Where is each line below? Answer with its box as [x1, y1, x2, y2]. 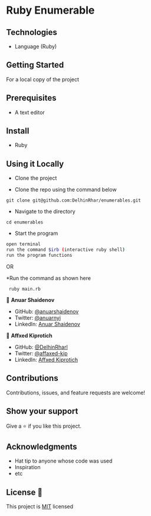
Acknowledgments [6, 441, 78, 451]
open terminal [6, 241, 41, 247]
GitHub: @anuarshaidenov [14, 308, 79, 315]
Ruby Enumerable [6, 4, 95, 17]
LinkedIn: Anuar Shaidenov [14, 320, 81, 327]
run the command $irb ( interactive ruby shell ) [6, 247, 126, 253]
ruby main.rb [8, 286, 41, 292]
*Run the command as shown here [6, 274, 91, 282]
